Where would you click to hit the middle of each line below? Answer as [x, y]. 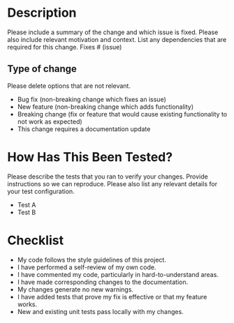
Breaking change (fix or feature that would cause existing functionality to [122, 114]
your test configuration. [41, 191]
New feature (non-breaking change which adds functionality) [105, 107]
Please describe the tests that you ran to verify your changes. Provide [108, 176]
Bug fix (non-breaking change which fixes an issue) [92, 99]
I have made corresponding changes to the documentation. [103, 282]
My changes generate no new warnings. [75, 289]
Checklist [36, 240]
